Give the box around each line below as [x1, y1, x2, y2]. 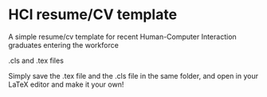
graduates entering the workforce [8, 40, 120, 49]
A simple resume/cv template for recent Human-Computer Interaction [8, 32, 237, 41]
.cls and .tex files [8, 56, 64, 65]
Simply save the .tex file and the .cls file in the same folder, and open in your [8, 71, 259, 80]
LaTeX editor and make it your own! [8, 80, 124, 89]
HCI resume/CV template [8, 6, 178, 24]
